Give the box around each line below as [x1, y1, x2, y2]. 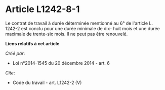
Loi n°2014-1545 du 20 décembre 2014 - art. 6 [12, 60, 110, 66]
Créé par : [5, 50, 25, 56]
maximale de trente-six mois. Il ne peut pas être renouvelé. [5, 31, 128, 37]
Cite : [5, 69, 15, 76]
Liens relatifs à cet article [5, 40, 60, 46]
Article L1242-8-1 [5, 4, 80, 15]
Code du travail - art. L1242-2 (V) [12, 79, 82, 85]
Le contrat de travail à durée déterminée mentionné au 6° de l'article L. [5, 20, 153, 26]
